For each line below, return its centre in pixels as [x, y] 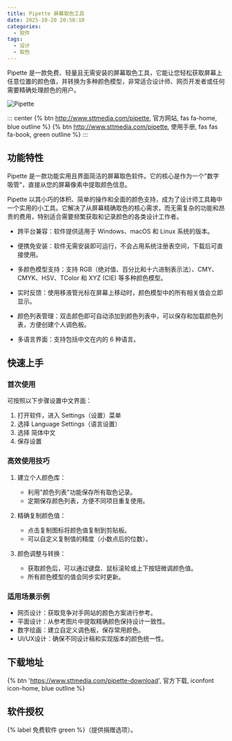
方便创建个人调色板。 [60, 324]
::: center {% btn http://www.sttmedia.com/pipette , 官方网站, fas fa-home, [112, 118]
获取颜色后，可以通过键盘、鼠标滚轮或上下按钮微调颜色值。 [112, 568]
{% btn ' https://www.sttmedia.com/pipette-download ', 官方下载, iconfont [110, 680]
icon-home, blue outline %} [46, 688]
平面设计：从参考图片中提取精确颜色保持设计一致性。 [93, 621]
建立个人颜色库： [41, 477]
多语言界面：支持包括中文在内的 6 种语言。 [78, 339]
